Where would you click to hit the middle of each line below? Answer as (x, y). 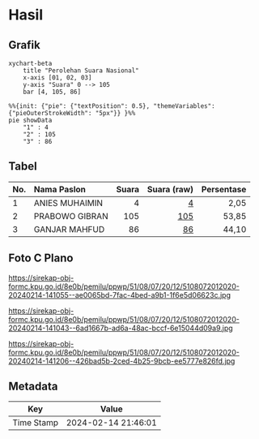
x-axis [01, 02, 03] (57, 78)
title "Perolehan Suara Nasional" (81, 71)
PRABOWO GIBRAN (71, 216)
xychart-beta (30, 63)
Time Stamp (36, 423)
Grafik (24, 45)
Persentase (224, 189)
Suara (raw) (170, 189)
